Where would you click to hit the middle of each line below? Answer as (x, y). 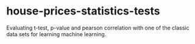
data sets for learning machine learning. (56, 34)
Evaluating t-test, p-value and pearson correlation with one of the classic (98, 28)
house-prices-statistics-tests (83, 11)
